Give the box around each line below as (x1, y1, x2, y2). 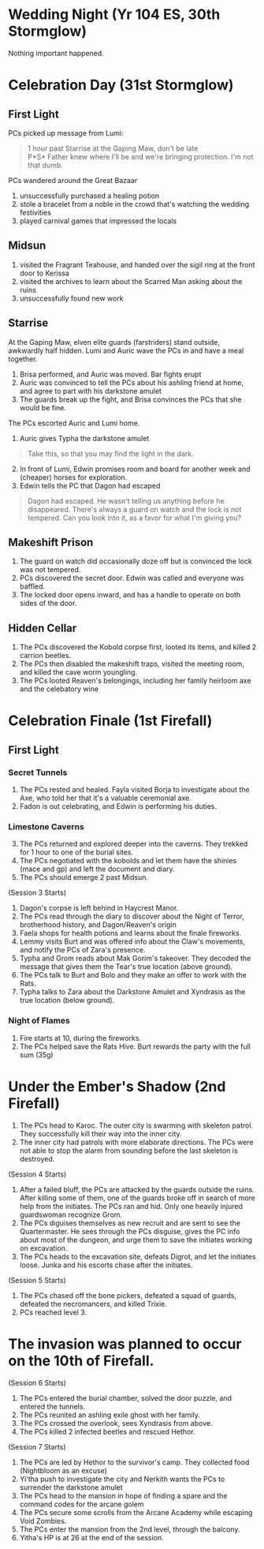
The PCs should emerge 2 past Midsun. (19, 873, 148, 882)
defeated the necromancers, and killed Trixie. (19, 1299, 168, 1308)
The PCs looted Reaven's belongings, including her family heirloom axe (19, 676, 251, 686)
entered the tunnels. (19, 1401, 85, 1411)
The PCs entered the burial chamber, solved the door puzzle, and (19, 1393, 232, 1402)
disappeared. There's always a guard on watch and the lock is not (27, 504, 242, 514)
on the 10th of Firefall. (8, 1352, 154, 1370)
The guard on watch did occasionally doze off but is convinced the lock (19, 556, 252, 566)
